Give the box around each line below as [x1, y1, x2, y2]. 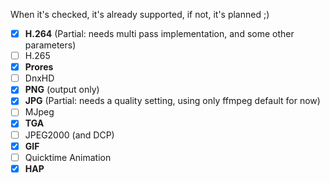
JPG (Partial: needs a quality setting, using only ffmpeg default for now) [24, 95, 321, 107]
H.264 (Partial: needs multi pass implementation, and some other [24, 28, 295, 39]
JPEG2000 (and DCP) [24, 129, 115, 141]
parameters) [24, 39, 77, 51]
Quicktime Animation [24, 151, 112, 163]
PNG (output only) [24, 84, 100, 96]
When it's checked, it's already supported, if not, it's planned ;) [10, 9, 270, 20]
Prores [24, 61, 54, 73]
